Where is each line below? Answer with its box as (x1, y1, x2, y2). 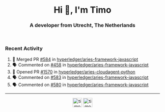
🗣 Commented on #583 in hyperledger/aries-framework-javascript (12, 74, 149, 80)
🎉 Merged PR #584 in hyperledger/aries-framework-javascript (12, 56, 138, 62)
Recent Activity (5, 45, 43, 52)
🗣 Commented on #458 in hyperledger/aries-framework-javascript (12, 62, 149, 67)
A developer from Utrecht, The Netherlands (29, 22, 136, 29)
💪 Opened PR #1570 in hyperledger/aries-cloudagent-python (12, 68, 136, 75)
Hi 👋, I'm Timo (54, 4, 111, 16)
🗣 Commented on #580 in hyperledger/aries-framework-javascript (12, 82, 149, 88)
